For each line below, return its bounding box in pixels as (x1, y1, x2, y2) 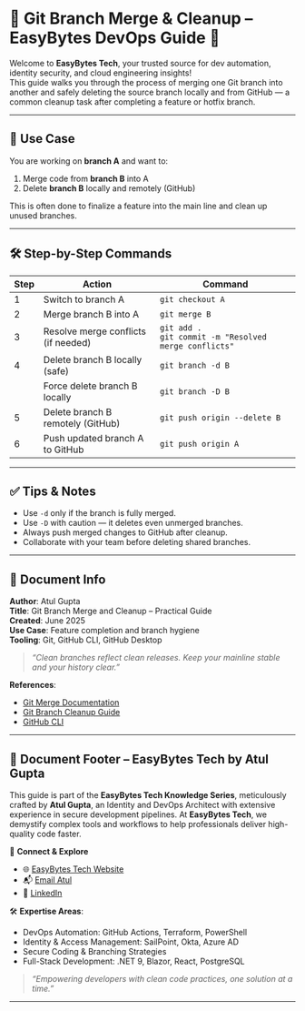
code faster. (36, 828, 82, 839)
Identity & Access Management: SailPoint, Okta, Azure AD (22, 936, 239, 947)
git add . (159, 322, 202, 333)
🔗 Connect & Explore (9, 846, 89, 856)
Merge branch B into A (43, 308, 140, 320)
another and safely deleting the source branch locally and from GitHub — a (9, 86, 290, 97)
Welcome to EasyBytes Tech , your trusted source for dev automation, (9, 57, 271, 68)
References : (9, 680, 56, 691)
